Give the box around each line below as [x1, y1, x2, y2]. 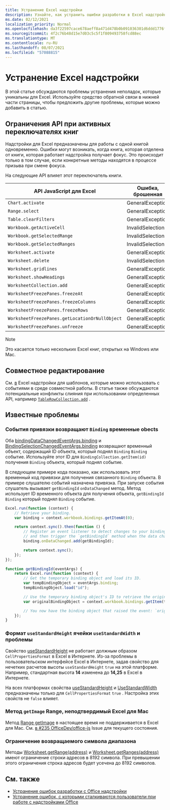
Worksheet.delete [8, 258, 50, 264]
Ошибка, [137, 184, 159, 192]
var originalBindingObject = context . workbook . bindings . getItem [23, 599, 162, 604]
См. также [5, 774, 40, 783]
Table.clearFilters [8, 216, 55, 223]
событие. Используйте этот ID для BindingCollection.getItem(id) [5, 453, 147, 460]
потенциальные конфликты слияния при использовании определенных [5, 391, 160, 397]
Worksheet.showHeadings [8, 274, 65, 280]
